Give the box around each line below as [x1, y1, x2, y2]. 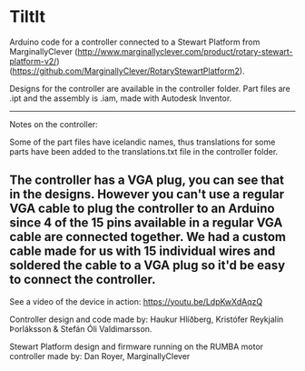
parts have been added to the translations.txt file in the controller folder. [9, 145, 279, 156]
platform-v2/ [9, 55, 57, 66]
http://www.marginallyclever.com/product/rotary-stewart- [76, 45, 293, 56]
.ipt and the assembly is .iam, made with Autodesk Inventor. [9, 93, 232, 104]
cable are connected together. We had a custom [9, 229, 286, 245]
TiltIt [9, 6, 46, 27]
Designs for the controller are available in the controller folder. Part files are [9, 83, 290, 94]
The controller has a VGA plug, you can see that [9, 173, 284, 188]
